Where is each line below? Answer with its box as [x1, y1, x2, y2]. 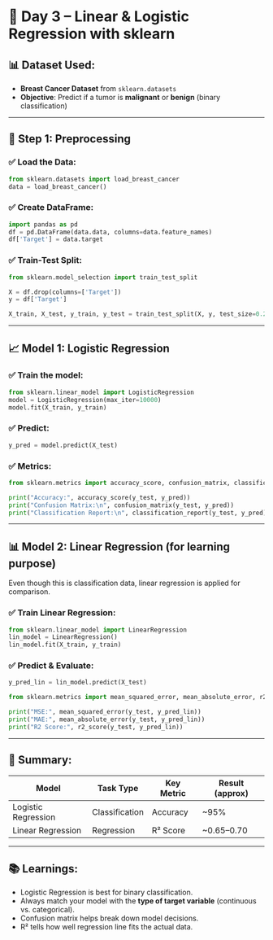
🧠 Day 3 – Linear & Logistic [8, 7, 189, 26]
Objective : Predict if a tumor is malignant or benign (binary [19, 93, 221, 102]
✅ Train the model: [8, 369, 84, 381]
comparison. [8, 587, 51, 597]
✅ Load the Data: [8, 156, 77, 168]
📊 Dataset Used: [8, 58, 96, 72]
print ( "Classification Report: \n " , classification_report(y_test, [8, 509, 238, 517]
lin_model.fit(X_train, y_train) [8, 641, 122, 649]
